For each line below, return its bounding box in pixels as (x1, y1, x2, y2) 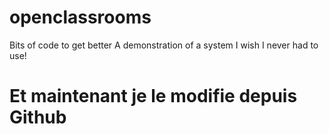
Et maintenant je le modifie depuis (9, 85, 298, 108)
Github (9, 106, 67, 129)
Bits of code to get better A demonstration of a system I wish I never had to (9, 39, 319, 51)
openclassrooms (9, 6, 152, 29)
